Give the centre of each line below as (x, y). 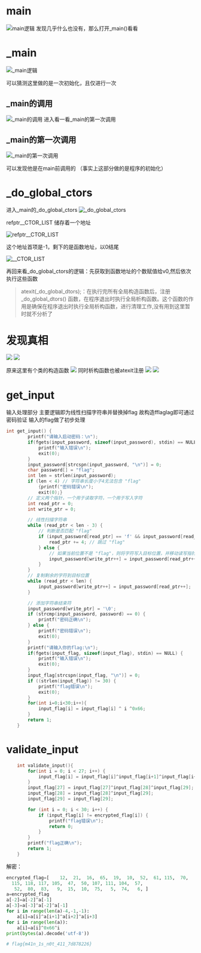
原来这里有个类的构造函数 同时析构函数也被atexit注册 (75, 371)
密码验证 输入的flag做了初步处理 (46, 420)
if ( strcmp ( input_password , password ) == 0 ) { (87, 614)
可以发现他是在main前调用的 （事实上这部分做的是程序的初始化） (86, 168)
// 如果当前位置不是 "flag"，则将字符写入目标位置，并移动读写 (118, 553)
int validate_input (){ (45, 765)
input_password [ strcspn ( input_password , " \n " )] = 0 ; (95, 465)
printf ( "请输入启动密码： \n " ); (63, 437)
